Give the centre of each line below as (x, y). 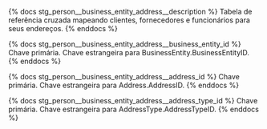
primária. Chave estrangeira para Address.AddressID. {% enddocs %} (123, 85)
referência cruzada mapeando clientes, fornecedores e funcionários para (129, 20)
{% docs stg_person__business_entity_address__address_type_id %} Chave (133, 101)
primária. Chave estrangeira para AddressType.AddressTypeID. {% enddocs (133, 109)
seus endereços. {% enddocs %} (63, 28)
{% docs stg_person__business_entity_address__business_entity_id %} (125, 44)
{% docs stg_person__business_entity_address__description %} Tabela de (130, 12)
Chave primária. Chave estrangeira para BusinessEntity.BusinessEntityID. (129, 52)
